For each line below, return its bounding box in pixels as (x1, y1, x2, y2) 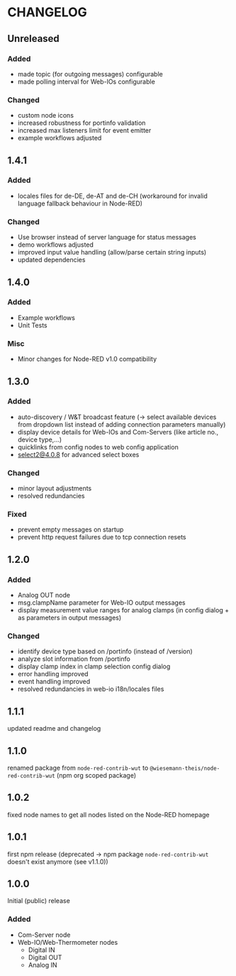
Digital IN (28, 946, 55, 954)
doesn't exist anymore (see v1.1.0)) (7, 857, 108, 865)
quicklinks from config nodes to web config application (17, 442, 179, 451)
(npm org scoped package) (56, 771, 137, 780)
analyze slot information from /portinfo (17, 655, 131, 663)
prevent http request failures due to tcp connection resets (17, 533, 186, 542)
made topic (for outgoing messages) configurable (17, 69, 163, 78)
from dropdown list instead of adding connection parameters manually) (17, 420, 226, 429)
